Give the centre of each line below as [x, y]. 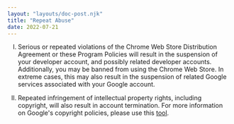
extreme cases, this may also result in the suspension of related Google [122, 77]
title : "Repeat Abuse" [41, 20]
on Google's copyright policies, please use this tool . [93, 113]
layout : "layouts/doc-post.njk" [55, 14]
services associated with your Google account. [86, 85]
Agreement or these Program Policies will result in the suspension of [118, 54]
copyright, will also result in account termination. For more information [120, 106]
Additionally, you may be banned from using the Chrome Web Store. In [121, 69]
